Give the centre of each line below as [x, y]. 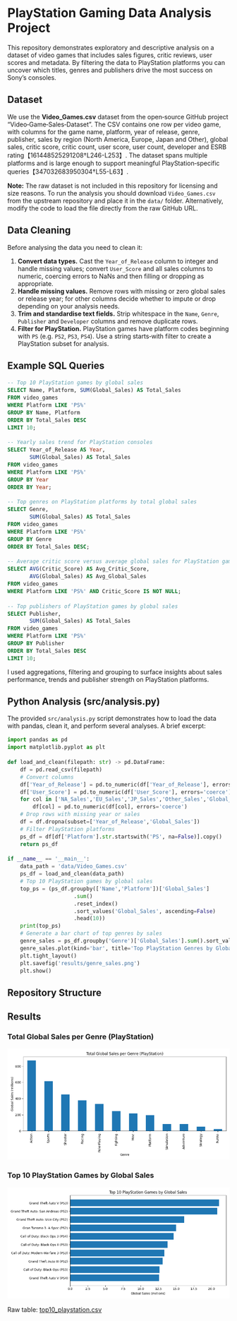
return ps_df [39, 844]
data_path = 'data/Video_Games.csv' [74, 866]
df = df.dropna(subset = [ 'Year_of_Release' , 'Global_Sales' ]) [110, 822]
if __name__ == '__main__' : [49, 859]
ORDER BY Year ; [30, 487]
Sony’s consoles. [32, 77]
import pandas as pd [38, 740]
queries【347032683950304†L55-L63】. [68, 172]
